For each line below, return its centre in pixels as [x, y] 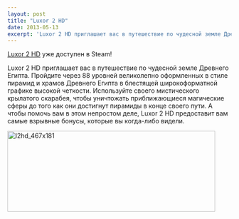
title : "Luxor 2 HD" [38, 21]
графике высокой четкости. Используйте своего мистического [103, 91]
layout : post [27, 14]
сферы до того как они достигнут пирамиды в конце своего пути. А [110, 106]
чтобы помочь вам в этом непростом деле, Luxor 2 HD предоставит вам [118, 113]
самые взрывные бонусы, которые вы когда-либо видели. [96, 121]
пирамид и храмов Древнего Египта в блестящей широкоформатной [113, 83]
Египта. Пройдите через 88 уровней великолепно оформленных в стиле [118, 76]
